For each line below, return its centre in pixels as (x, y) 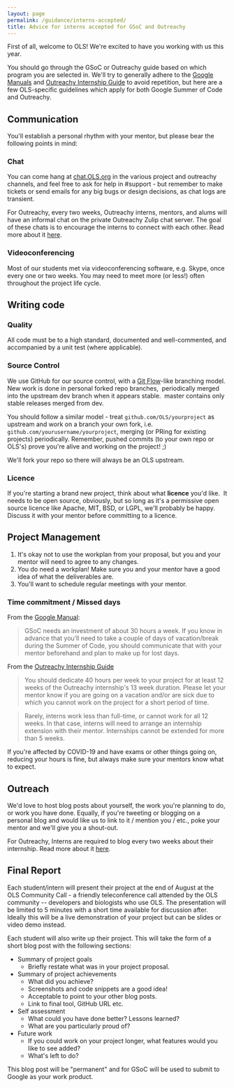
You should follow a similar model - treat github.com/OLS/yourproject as (111, 416)
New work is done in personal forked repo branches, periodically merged (114, 388)
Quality (20, 325)
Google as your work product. (50, 1076)
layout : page (26, 14)
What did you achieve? (61, 981)
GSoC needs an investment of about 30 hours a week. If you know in (123, 631)
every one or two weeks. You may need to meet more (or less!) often (106, 275)
